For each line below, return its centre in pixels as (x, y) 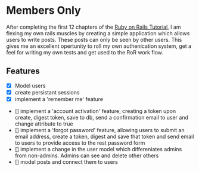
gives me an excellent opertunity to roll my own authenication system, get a (99, 46)
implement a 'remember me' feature (59, 99)
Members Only (44, 10)
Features (23, 71)
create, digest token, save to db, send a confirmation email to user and (102, 117)
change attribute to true (44, 124)
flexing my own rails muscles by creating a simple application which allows (98, 33)
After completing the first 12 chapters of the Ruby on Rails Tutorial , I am (94, 27)
